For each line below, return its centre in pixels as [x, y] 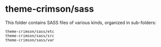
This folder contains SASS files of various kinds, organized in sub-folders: [81, 23]
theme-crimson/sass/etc [30, 31]
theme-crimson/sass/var [30, 40]
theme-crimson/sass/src [30, 36]
